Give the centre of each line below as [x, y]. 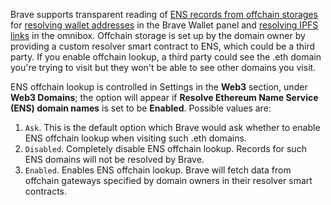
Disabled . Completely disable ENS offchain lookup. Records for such [165, 148]
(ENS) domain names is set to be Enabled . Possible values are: [141, 108]
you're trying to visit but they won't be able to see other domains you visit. [163, 67]
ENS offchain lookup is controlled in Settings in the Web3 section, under [159, 87]
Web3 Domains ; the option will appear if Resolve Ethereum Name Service [164, 97]
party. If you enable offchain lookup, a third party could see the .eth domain [166, 57]
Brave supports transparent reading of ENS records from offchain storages [164, 14]
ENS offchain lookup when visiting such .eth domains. [135, 138]
